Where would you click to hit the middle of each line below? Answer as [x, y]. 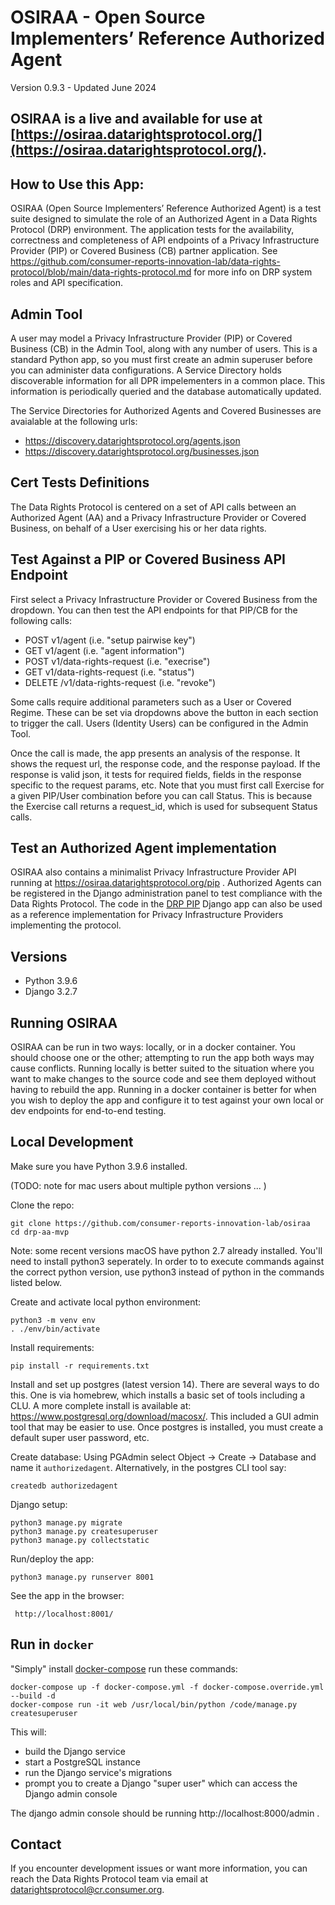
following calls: [41, 620]
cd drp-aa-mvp [40, 1232]
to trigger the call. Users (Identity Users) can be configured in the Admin [159, 723]
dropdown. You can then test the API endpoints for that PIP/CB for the [154, 610]
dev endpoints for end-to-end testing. [88, 1111]
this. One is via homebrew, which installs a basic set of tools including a [158, 1395]
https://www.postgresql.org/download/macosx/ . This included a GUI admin [165, 1416]
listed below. [36, 1282]
